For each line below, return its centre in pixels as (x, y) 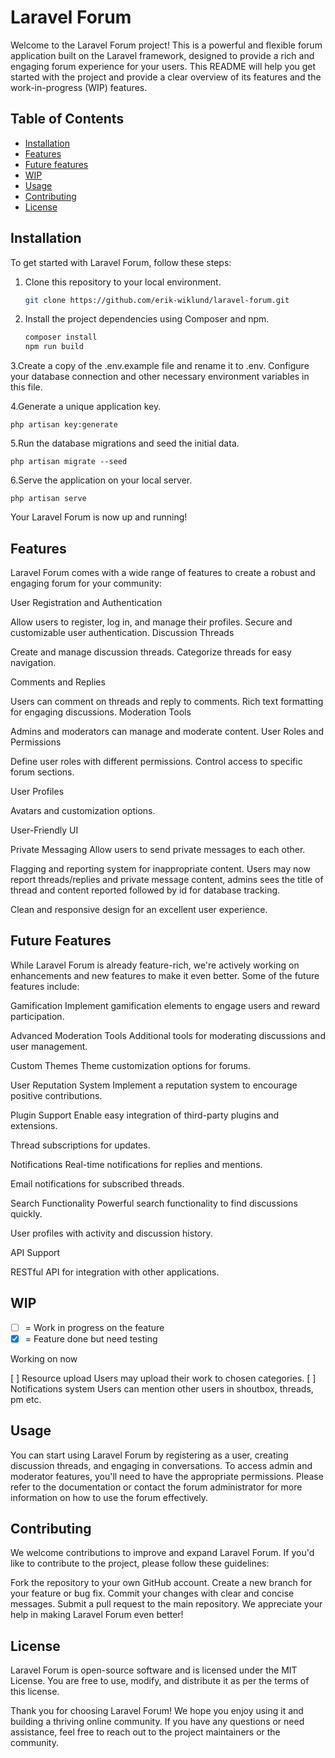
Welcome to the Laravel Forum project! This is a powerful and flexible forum (166, 45)
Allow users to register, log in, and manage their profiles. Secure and (151, 622)
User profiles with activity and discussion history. (111, 1233)
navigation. (33, 662)
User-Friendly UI (44, 830)
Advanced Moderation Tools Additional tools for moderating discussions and (168, 1035)
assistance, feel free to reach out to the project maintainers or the (145, 1732)
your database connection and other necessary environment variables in (160, 377)
